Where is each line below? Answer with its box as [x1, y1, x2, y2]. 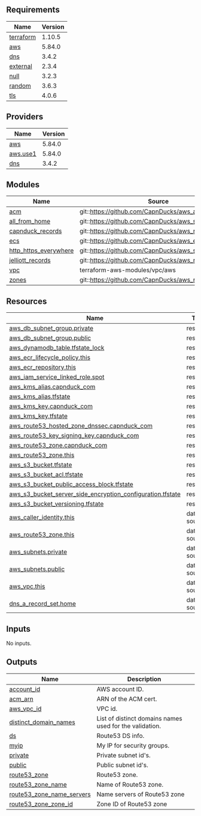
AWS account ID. [96, 685, 144, 693]
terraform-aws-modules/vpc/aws [80, 266, 176, 274]
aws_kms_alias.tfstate [9, 393, 71, 401]
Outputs [6, 657, 38, 667]
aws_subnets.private [9, 548, 68, 556]
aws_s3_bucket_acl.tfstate [9, 471, 84, 479]
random [9, 81, 31, 89]
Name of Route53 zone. [96, 780, 164, 788]
